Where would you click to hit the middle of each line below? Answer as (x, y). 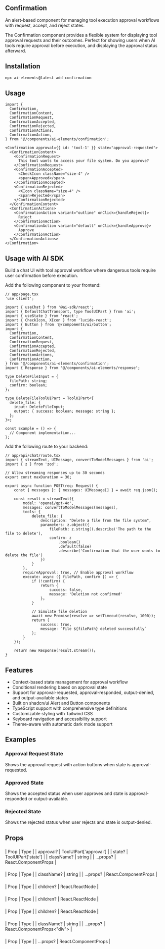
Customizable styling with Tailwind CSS (52, 713)
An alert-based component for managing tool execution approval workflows (82, 20)
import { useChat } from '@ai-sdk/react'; (49, 307)
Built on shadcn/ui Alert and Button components (61, 703)
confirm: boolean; (29, 385)
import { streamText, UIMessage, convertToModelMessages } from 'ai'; (79, 460)
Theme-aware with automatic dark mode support (62, 724)
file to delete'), (24, 534)
